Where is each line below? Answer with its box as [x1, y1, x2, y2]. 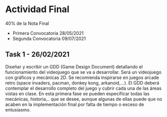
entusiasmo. [5, 106, 31, 112]
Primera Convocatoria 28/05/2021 [12, 30, 84, 36]
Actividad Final [5, 4, 70, 15]
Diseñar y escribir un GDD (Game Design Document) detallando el [5, 63, 143, 69]
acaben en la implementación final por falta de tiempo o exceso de [5, 101, 144, 107]
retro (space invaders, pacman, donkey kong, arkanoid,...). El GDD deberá [5, 80, 159, 86]
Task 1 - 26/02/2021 [5, 50, 70, 59]
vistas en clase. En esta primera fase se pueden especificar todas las [5, 90, 150, 97]
